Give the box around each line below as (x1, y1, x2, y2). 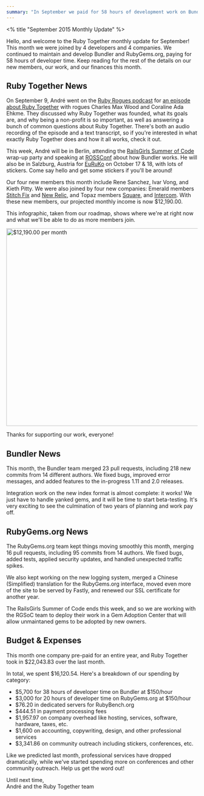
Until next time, (6, 776, 44, 783)
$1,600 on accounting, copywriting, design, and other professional (15, 727, 182, 734)
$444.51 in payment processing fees (15, 707, 107, 715)
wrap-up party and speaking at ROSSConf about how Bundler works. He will (6, 154, 197, 161)
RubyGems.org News (6, 527, 89, 537)
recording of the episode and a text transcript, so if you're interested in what (6, 129, 197, 137)
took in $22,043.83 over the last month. (6, 658, 106, 665)
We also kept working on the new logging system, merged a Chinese (6, 574, 178, 581)
